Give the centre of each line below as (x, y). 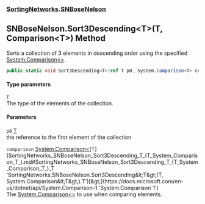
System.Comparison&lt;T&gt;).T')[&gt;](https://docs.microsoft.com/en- (95, 181)
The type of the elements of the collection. (60, 103)
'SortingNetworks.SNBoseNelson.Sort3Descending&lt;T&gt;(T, (85, 175)
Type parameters (29, 85)
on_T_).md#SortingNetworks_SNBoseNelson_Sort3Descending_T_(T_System (102, 162)
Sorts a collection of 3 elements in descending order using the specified (97, 53)
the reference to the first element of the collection (69, 137)
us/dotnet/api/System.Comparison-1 (52, 188)
